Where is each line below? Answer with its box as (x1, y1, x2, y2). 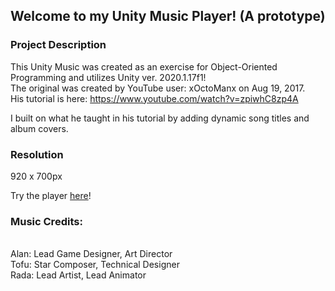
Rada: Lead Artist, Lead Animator (10, 269, 147, 281)
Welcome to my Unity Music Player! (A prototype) (10, 8, 326, 25)
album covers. (10, 122, 69, 134)
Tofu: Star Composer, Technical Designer (10, 259, 180, 271)
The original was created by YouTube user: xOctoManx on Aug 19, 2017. (10, 82, 306, 94)
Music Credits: (10, 214, 83, 228)
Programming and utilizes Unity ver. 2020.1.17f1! (10, 71, 207, 83)
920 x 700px (10, 170, 63, 182)
